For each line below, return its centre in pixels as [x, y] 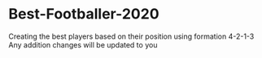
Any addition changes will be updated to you [83, 44]
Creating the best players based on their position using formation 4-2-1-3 [131, 36]
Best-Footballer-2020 [84, 14]
